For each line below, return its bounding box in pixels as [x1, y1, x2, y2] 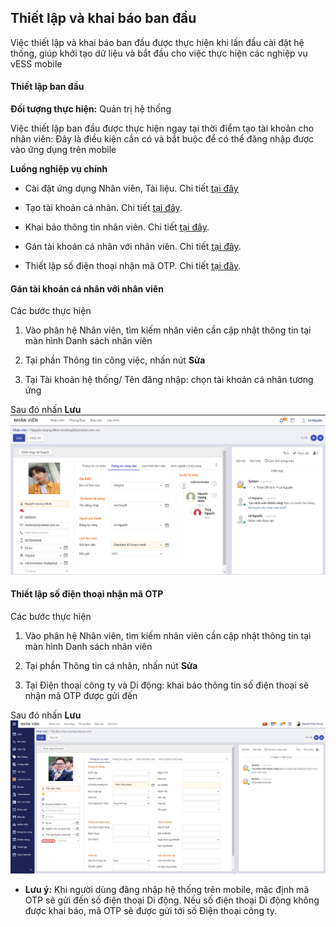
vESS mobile [10, 57, 63, 70]
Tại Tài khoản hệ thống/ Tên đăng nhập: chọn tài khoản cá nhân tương [24, 374, 314, 386]
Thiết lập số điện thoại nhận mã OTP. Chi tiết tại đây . [24, 260, 242, 272]
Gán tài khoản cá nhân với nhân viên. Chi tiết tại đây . [24, 241, 242, 253]
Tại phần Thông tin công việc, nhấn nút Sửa [24, 354, 206, 366]
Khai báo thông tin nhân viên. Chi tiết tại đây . [24, 221, 210, 233]
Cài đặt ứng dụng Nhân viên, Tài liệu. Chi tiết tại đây [24, 182, 239, 195]
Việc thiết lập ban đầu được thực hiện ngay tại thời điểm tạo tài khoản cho [10, 122, 315, 135]
